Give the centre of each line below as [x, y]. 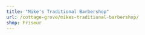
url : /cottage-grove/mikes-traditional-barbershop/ [72, 17]
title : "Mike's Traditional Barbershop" [58, 12]
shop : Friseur [24, 23]
